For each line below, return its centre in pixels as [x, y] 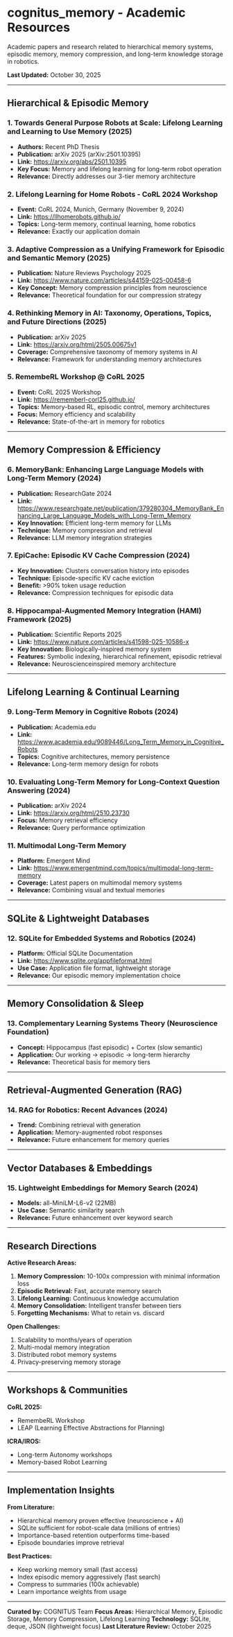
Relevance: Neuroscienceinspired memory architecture [97, 664]
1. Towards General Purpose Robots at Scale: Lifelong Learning [115, 123]
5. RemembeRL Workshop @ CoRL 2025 [76, 377]
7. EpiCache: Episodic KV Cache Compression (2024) [99, 555]
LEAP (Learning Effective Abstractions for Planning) [91, 1428]
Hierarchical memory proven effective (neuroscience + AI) [100, 1521]
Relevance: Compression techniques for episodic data [95, 592]
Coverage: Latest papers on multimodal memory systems [100, 883]
